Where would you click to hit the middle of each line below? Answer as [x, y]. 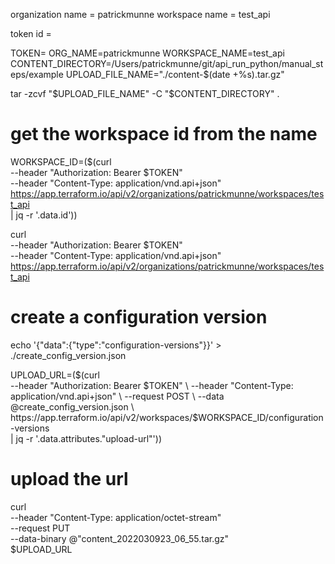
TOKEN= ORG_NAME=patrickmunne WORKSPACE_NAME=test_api [147, 53]
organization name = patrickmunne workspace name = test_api [140, 14]
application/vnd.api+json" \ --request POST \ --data [117, 396]
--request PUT [40, 528]
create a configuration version [139, 317]
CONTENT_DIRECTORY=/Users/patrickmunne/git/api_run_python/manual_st [167, 63]
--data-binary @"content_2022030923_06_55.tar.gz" [120, 538]
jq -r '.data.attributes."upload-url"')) [89, 438]
